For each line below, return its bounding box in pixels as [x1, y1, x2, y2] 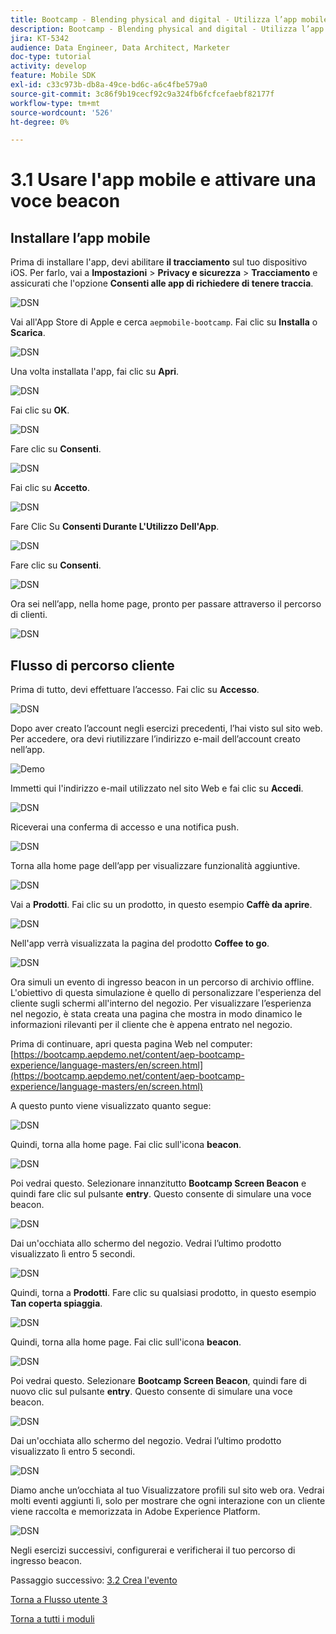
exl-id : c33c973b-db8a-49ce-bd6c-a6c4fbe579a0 [10, 80, 208, 90]
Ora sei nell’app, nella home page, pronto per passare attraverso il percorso [10, 598, 322, 610]
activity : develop [10, 61, 87, 71]
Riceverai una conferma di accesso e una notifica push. [10, 821, 240, 833]
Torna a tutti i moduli [10, 1613, 95, 1625]
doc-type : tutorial [10, 52, 92, 62]
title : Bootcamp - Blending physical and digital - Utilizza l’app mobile [10, 14, 329, 25]
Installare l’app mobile [10, 229, 151, 246]
